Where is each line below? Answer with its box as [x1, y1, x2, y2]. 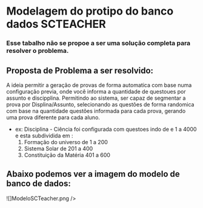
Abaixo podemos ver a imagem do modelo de [6, 169, 180, 179]
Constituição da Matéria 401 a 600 [24, 151, 111, 159]
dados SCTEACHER [6, 17, 106, 31]
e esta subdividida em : [15, 132, 74, 139]
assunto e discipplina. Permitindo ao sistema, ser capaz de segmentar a [6, 94, 186, 102]
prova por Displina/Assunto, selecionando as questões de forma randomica [6, 100, 195, 108]
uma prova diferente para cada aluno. [6, 114, 100, 121]
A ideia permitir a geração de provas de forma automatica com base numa [6, 81, 192, 89]
